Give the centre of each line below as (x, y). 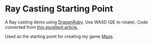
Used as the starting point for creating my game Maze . (60, 36)
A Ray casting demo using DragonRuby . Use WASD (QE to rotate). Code (76, 22)
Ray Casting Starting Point (59, 9)
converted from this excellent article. (42, 27)
